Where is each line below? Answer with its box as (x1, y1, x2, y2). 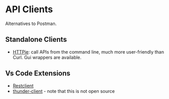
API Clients (5, 4, 53, 15)
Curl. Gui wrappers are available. (12, 54, 81, 60)
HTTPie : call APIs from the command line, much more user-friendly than (12, 48, 164, 55)
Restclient (12, 83, 34, 89)
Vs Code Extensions (5, 69, 71, 78)
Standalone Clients (5, 35, 67, 44)
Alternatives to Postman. (5, 20, 57, 27)
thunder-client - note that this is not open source (12, 88, 115, 94)
